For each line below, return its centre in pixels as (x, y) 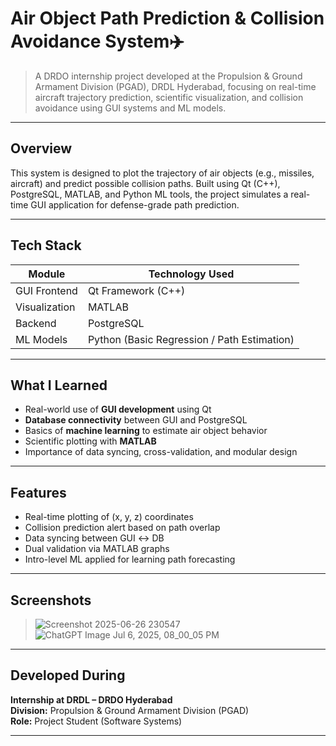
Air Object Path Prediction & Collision (167, 18)
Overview (41, 148)
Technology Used (191, 274)
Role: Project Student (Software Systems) (96, 721)
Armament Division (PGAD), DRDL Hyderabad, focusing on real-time (175, 86)
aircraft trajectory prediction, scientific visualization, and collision (169, 97)
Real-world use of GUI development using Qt (118, 409)
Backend (36, 323)
